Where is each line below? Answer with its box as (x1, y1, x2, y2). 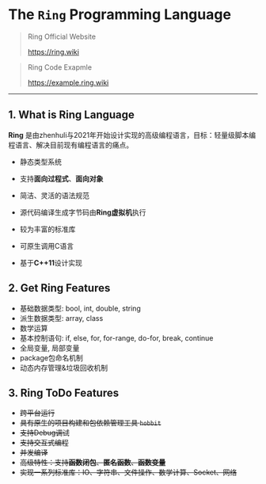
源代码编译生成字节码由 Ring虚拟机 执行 (19, 208, 146, 217)
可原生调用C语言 (19, 241, 74, 250)
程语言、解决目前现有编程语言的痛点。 (8, 140, 133, 150)
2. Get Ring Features (8, 281, 111, 295)
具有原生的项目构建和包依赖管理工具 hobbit (19, 418, 161, 428)
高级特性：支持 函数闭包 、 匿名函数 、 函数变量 (19, 458, 166, 467)
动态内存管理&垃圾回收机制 (19, 363, 108, 372)
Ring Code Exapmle (27, 62, 93, 72)
